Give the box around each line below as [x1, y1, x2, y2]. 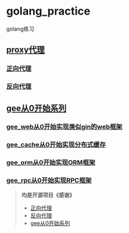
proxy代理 [6, 44, 45, 55]
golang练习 [6, 25, 35, 32]
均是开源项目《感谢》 [21, 191, 75, 198]
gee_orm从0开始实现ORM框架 [6, 158, 96, 167]
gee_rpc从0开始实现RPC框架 [6, 176, 92, 185]
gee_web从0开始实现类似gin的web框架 [6, 123, 123, 131]
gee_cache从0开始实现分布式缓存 [6, 141, 106, 149]
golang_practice [6, 4, 91, 18]
